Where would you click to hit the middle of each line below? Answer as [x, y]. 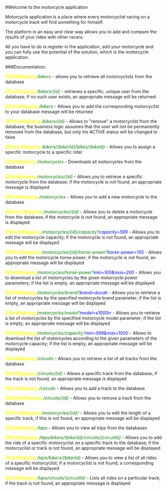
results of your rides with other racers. [44, 37]
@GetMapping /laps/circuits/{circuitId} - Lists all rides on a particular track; [83, 478]
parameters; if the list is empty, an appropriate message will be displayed [80, 283]
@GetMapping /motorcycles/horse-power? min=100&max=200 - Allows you [83, 272]
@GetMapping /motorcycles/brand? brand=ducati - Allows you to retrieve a [83, 293]
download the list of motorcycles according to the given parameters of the [81, 338]
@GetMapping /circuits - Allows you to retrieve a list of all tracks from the [81, 358]
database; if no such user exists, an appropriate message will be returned [81, 97]
